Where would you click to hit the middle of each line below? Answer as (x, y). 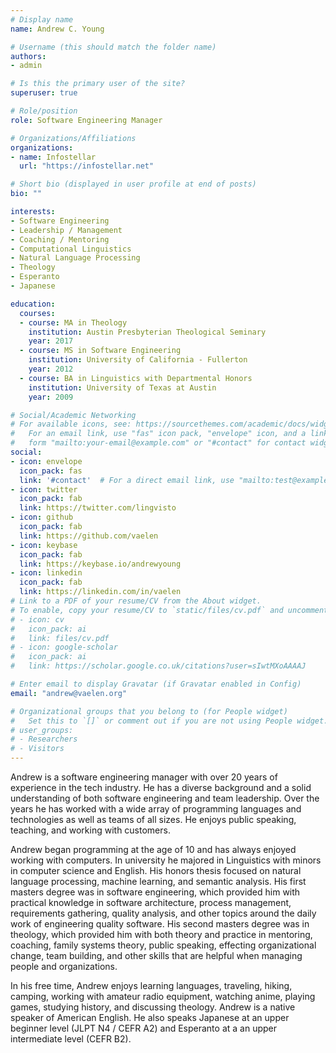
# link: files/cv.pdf (60, 638)
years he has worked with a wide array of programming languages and (156, 809)
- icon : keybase (44, 545)
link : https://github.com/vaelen (89, 536)
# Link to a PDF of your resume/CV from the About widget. (136, 601)
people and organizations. (64, 966)
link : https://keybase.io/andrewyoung (100, 564)
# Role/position (44, 111)
